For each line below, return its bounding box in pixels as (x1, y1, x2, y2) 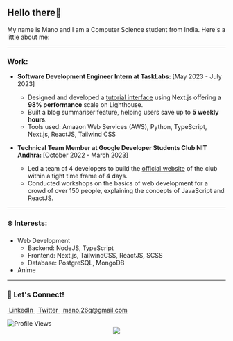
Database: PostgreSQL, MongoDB (27, 258, 125, 267)
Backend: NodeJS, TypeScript (27, 244, 114, 252)
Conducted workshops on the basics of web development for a (27, 179, 208, 188)
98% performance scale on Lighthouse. (27, 101, 144, 109)
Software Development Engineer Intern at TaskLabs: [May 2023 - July (17, 72, 222, 81)
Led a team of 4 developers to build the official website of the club (27, 165, 218, 173)
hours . (27, 115, 47, 124)
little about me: (7, 33, 50, 41)
